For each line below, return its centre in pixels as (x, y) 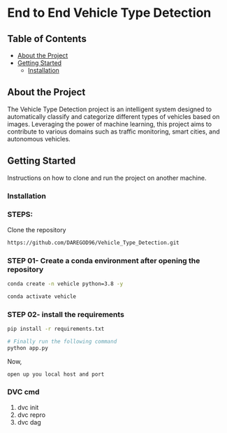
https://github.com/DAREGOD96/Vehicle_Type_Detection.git (93, 243)
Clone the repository (37, 229)
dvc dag (29, 422)
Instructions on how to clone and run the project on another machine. (107, 178)
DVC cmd (23, 392)
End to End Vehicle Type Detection (109, 13)
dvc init (28, 407)
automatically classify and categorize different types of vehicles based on (113, 116)
